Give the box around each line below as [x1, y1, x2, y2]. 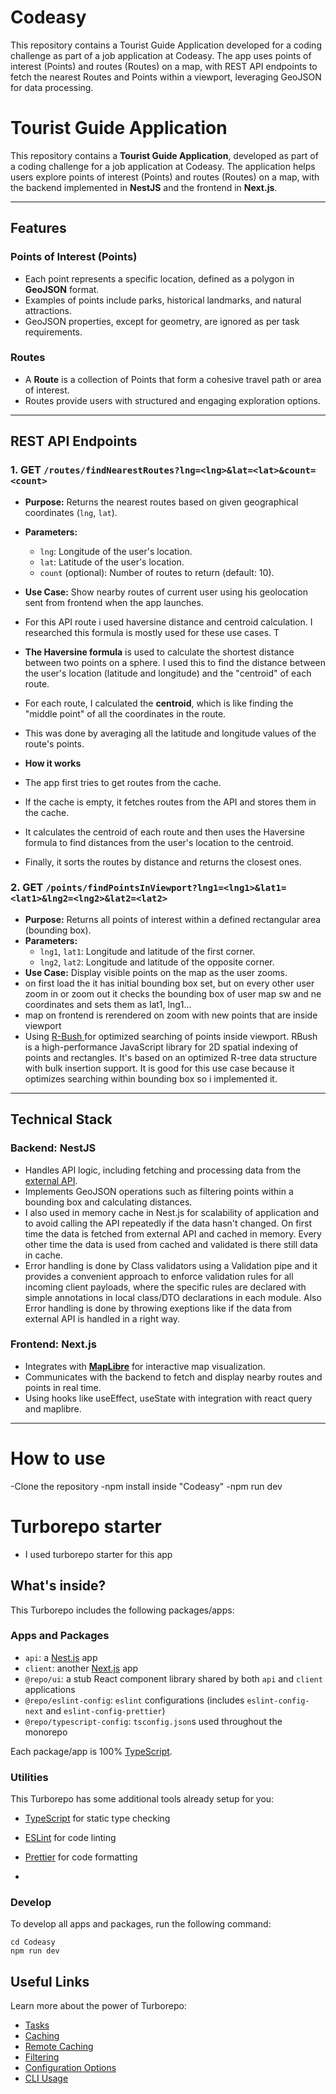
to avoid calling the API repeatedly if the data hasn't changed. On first [24, 1217, 313, 1229]
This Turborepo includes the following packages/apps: [10, 1604, 235, 1616]
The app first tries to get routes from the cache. [24, 776, 222, 788]
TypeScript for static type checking [24, 1812, 171, 1825]
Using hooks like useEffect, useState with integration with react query [24, 1392, 313, 1404]
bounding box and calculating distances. [24, 1196, 193, 1208]
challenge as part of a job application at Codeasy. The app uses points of [10, 49, 312, 61]
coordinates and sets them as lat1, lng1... [24, 998, 192, 1010]
